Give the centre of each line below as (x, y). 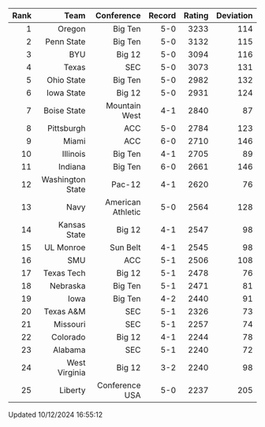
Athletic (127, 212)
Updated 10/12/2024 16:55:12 (56, 414)
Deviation (235, 15)
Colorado (68, 337)
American (123, 202)
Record (162, 15)
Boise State (64, 111)
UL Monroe (65, 247)
